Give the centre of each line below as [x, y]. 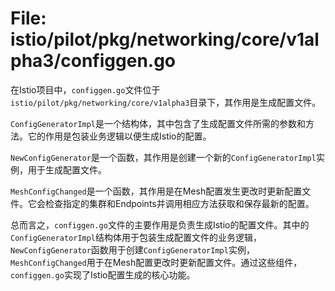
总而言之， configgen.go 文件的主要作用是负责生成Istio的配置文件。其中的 [160, 224]
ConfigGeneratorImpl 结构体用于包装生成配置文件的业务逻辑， [136, 237]
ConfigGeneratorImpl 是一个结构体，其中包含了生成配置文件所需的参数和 [158, 123]
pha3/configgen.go [93, 61]
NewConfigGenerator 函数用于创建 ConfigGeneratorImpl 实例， [132, 249]
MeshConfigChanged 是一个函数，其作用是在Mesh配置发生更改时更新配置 [156, 191]
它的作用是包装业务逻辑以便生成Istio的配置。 [119, 136]
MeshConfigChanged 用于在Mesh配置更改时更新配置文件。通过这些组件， [156, 262]
